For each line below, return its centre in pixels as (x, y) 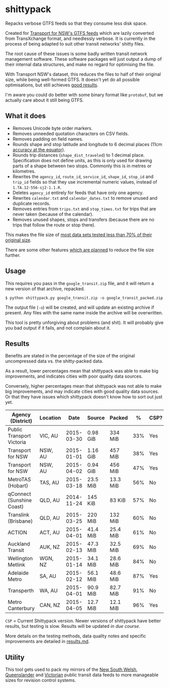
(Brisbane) (20, 521)
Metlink (16, 565)
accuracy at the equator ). (39, 150)
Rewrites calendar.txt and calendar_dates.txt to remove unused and (85, 198)
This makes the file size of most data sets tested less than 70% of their (79, 235)
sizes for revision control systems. (41, 680)
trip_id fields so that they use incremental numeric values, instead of (85, 182)
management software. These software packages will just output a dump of (83, 59)
